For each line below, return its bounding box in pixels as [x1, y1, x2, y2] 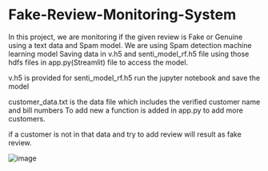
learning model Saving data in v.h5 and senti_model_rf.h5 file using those [8, 49, 250, 58]
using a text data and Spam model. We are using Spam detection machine [8, 40, 252, 50]
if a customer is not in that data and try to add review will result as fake [8, 129, 242, 139]
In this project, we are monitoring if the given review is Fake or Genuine [8, 32, 243, 42]
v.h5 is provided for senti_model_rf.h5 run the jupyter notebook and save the [8, 73, 261, 82]
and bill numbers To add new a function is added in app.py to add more [8, 105, 244, 115]
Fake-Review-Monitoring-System [8, 6, 237, 24]
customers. [8, 113, 46, 123]
